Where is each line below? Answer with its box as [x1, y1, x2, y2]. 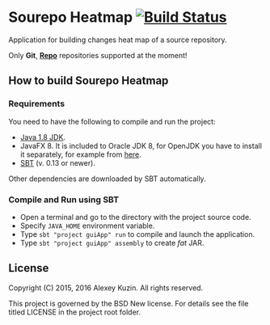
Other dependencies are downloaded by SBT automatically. [8, 174, 206, 184]
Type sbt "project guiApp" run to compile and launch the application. [19, 229, 255, 238]
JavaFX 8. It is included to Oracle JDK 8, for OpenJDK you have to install [19, 141, 263, 150]
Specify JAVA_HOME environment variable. [19, 221, 155, 230]
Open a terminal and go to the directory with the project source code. [19, 212, 252, 222]
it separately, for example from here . [19, 150, 141, 159]
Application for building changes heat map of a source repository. [8, 35, 228, 44]
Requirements [8, 98, 65, 109]
